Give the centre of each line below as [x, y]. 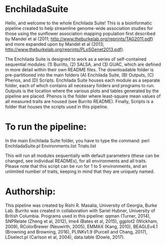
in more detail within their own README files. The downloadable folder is [80, 69]
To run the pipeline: [46, 127]
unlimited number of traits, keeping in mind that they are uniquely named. [80, 171]
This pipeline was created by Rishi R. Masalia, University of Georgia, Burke [81, 205]
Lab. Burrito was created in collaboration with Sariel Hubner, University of [80, 211]
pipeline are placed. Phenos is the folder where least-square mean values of [83, 96]
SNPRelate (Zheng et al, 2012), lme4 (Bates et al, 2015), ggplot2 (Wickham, [82, 221]
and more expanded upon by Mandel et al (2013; [55, 44]
